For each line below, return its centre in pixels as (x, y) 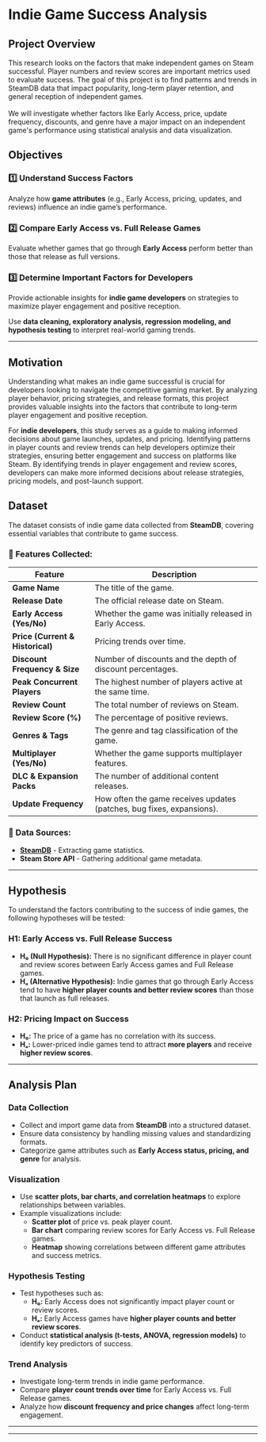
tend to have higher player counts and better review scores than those (137, 989)
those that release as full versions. (64, 256)
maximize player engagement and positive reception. (95, 306)
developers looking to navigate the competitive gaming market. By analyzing (133, 390)
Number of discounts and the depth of (166, 660)
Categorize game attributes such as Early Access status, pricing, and (134, 1150)
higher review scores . (56, 1053)
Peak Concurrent (45, 682)
